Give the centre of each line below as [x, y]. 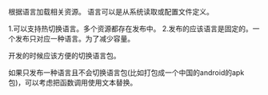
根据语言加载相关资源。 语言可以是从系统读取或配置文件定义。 [111, 12]
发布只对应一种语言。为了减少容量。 [74, 39]
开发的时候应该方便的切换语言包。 [64, 55]
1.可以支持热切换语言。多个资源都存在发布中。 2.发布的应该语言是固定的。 [131, 29]
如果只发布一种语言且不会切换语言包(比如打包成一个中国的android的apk [126, 73]
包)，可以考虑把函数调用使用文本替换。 [73, 83]
